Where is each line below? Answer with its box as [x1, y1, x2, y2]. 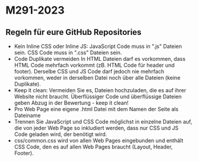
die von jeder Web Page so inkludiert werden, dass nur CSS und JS [14, 125, 179, 131]
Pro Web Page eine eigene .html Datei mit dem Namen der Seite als [14, 106, 179, 112]
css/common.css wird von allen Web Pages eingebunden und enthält [14, 137, 184, 144]
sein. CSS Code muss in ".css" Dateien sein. [14, 49, 122, 56]
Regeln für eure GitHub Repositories [5, 27, 142, 37]
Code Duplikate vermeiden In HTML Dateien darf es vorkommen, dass [14, 56, 186, 62]
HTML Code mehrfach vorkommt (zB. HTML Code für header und [14, 61, 175, 69]
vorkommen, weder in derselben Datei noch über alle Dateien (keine [14, 74, 181, 81]
